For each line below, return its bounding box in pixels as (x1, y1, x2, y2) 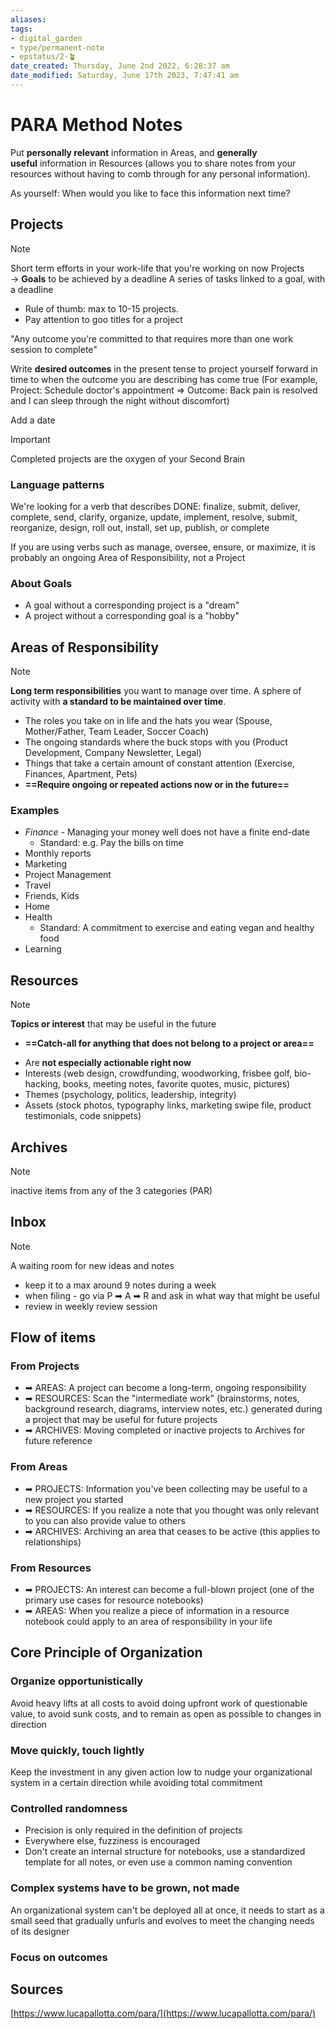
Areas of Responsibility (10, 639, 160, 656)
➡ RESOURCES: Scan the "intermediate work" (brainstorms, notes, (24, 1392, 300, 1405)
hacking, (24, 1078, 61, 1090)
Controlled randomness (10, 1801, 128, 1815)
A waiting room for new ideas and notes (10, 1259, 175, 1271)
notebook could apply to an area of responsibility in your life (24, 1616, 273, 1628)
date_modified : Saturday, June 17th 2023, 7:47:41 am (10, 71, 240, 81)
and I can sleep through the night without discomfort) (10, 394, 230, 406)
